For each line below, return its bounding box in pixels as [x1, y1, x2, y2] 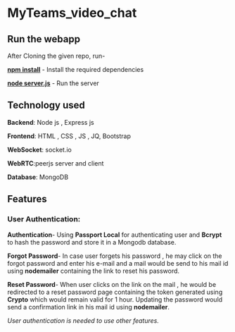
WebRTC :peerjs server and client [7, 159, 104, 167]
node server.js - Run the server [7, 79, 100, 87]
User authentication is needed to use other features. [7, 316, 160, 325]
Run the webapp [7, 33, 81, 45]
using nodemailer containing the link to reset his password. [7, 266, 180, 275]
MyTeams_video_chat [7, 5, 137, 21]
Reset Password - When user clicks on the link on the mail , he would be [7, 280, 217, 288]
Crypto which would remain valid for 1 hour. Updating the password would [7, 295, 223, 304]
